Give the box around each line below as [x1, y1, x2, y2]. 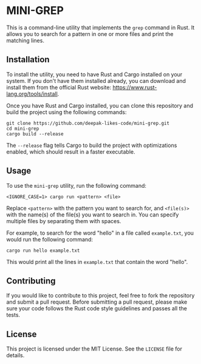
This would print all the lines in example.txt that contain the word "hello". [6, 258, 188, 265]
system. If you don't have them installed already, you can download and [6, 77, 186, 84]
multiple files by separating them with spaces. [6, 217, 121, 224]
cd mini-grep [6, 126, 39, 132]
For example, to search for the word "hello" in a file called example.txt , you [6, 229, 194, 237]
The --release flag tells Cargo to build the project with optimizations [6, 141, 177, 149]
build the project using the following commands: [6, 108, 127, 116]
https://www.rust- [112, 84, 157, 91]
